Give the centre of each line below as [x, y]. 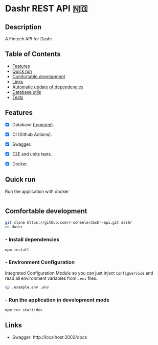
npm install [17, 250]
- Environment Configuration [40, 262]
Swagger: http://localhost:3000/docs [49, 337]
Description [23, 27]
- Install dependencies [32, 239]
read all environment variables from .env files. [51, 278]
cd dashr [14, 227]
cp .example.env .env [27, 287]
